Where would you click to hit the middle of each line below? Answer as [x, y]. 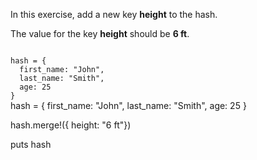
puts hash [31, 144]
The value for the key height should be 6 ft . [100, 33]
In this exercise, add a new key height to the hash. [114, 14]
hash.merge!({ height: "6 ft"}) [71, 125]
